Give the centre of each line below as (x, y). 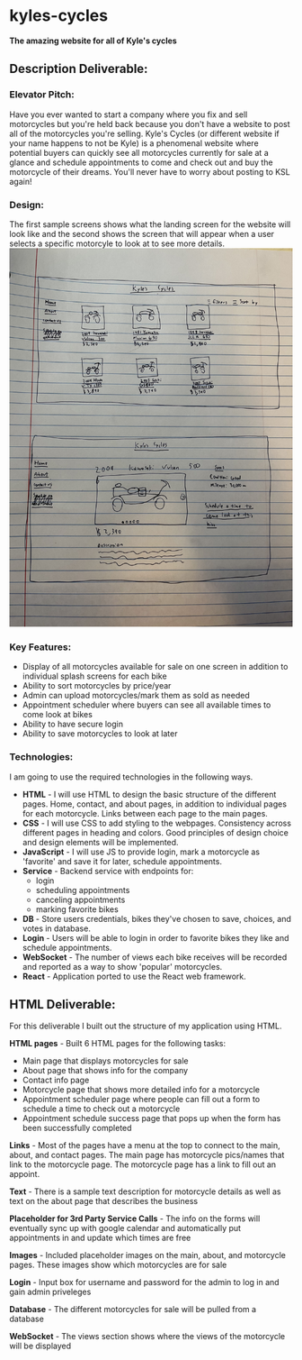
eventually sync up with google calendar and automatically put (125, 1228)
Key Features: (40, 647)
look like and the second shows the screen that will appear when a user (142, 233)
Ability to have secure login (73, 724)
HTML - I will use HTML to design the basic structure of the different (149, 794)
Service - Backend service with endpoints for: (108, 871)
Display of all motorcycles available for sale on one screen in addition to (155, 667)
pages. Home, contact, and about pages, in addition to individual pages (155, 804)
